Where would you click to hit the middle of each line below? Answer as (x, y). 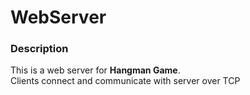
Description (39, 49)
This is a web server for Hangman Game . (95, 70)
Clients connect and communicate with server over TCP (125, 81)
